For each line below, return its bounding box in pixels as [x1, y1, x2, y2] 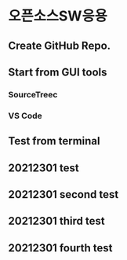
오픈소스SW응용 [8, 7, 107, 25]
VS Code [8, 110, 42, 121]
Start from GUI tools [8, 65, 107, 79]
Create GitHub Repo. [8, 38, 111, 52]
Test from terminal [8, 134, 100, 148]
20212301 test [8, 161, 80, 174]
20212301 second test [8, 188, 119, 201]
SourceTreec [8, 89, 58, 100]
